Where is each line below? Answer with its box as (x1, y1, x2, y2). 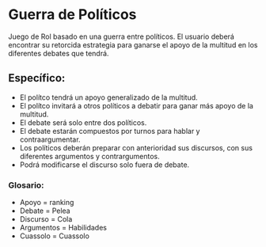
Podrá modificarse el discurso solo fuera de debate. (19, 160, 190, 169)
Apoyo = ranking (19, 198, 74, 207)
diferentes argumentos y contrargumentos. (19, 151, 160, 161)
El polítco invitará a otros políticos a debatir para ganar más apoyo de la (19, 101, 253, 110)
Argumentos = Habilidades (19, 223, 107, 233)
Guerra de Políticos (8, 6, 137, 24)
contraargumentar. (19, 135, 81, 144)
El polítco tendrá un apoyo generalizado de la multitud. (19, 93, 198, 102)
